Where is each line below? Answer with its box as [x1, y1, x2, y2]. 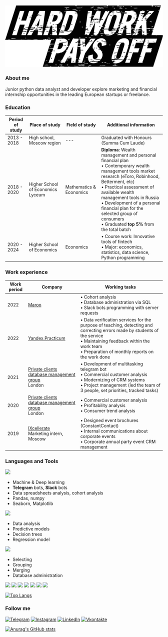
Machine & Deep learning [12, 479, 65, 485]
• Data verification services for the [80, 316, 151, 322]
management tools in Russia [101, 194, 159, 200]
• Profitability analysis [80, 402, 126, 408]
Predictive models [12, 526, 50, 532]
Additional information [106, 122, 155, 128]
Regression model [12, 536, 50, 542]
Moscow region [29, 139, 61, 145]
